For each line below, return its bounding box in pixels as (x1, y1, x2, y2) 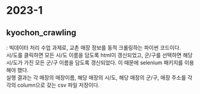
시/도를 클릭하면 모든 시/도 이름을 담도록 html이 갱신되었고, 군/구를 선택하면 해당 (6, 51, 193, 59)
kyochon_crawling (6, 28, 76, 38)
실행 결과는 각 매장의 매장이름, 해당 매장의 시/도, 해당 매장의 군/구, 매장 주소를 (6, 74, 186, 81)
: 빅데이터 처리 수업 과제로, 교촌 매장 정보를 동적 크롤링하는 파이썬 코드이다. (6, 44, 181, 51)
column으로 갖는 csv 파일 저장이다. (17, 81, 100, 89)
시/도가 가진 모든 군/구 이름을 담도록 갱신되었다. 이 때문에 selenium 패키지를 (6, 59, 183, 66)
